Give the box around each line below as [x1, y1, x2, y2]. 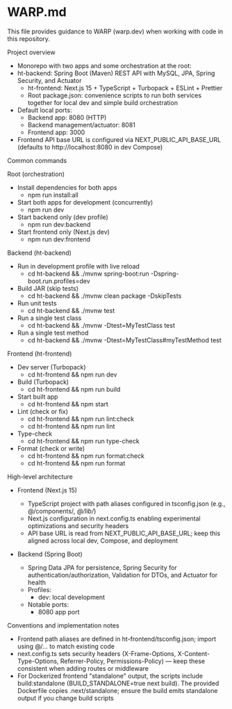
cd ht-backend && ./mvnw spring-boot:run [27, 269, 149, 278]
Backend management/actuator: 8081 [27, 120, 135, 129]
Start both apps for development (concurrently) [17, 198, 154, 206]
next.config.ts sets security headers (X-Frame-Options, [17, 649, 176, 658]
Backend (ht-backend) [7, 248, 72, 257]
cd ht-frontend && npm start [27, 399, 109, 408]
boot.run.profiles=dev [27, 276, 90, 285]
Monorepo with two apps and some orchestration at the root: [17, 61, 192, 70]
